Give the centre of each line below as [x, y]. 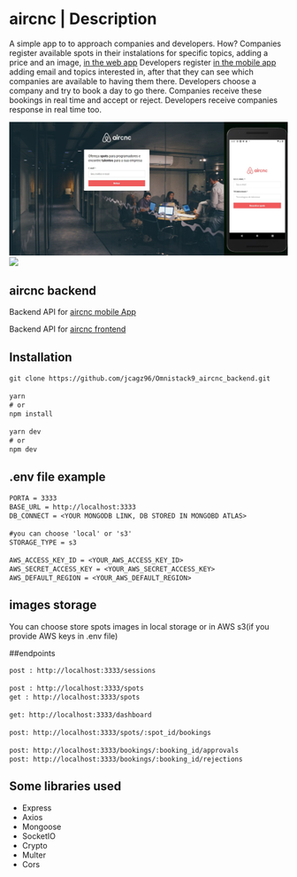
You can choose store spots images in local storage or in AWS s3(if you [139, 626]
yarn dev [25, 432]
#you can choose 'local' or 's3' [71, 534]
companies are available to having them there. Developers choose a [133, 81]
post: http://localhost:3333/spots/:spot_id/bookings [110, 732]
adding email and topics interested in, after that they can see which [131, 72]
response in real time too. [56, 109]
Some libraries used [65, 786]
